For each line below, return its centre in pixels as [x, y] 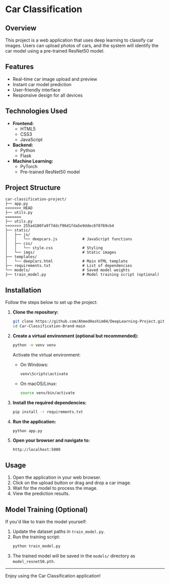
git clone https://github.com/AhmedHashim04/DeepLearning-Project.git [89, 322]
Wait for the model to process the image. [55, 488]
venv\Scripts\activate [44, 374]
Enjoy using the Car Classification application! [53, 575]
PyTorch [29, 166]
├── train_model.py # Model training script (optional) [82, 275]
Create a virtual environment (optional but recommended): [75, 336]
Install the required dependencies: [50, 402]
